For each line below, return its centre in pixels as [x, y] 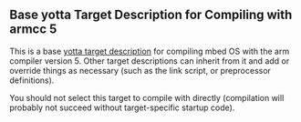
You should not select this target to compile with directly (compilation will [147, 97]
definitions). [32, 80]
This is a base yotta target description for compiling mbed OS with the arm [150, 51]
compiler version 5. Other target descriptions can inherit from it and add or [150, 61]
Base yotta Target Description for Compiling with [151, 15]
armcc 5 [33, 30]
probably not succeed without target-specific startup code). [122, 107]
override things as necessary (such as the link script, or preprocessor [140, 70]
